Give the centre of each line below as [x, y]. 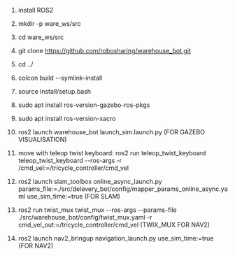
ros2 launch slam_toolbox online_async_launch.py [90, 182]
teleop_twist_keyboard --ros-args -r [70, 161]
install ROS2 [36, 10]
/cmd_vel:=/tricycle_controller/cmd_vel [73, 168]
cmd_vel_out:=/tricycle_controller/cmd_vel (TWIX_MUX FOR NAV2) [114, 225]
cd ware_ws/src [41, 37]
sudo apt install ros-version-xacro [67, 119]
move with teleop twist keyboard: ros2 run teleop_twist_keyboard [112, 153]
